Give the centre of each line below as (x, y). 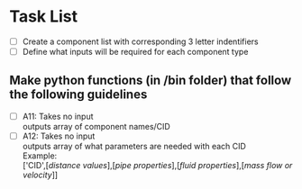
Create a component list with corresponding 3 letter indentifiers (140, 41)
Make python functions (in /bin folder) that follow (151, 81)
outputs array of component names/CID (96, 126)
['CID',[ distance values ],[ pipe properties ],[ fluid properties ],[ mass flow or (157, 165)
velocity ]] (40, 175)
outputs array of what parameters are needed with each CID (134, 146)
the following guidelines (78, 95)
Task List (44, 17)
